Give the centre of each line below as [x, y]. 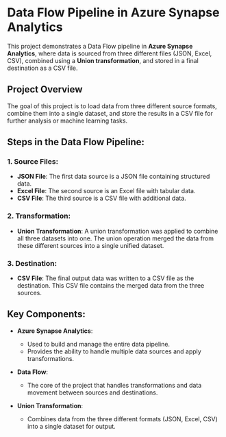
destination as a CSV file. [42, 68]
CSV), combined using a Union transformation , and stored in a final [103, 60]
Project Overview [45, 89]
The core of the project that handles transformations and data [114, 385]
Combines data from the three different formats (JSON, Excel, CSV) [122, 419]
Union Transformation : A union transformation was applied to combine [117, 231]
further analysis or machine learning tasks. [67, 121]
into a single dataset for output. [72, 426]
